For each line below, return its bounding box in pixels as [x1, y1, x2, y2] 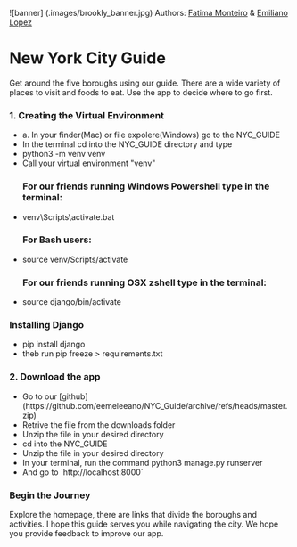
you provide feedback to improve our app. [9, 528, 164, 539]
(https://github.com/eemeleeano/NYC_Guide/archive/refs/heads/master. [21, 400, 288, 411]
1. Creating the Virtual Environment [9, 109, 165, 121]
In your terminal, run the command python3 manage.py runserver [21, 457, 263, 468]
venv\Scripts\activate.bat [21, 211, 115, 222]
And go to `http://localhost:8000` [21, 467, 144, 478]
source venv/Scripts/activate [21, 254, 128, 265]
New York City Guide [9, 48, 167, 69]
